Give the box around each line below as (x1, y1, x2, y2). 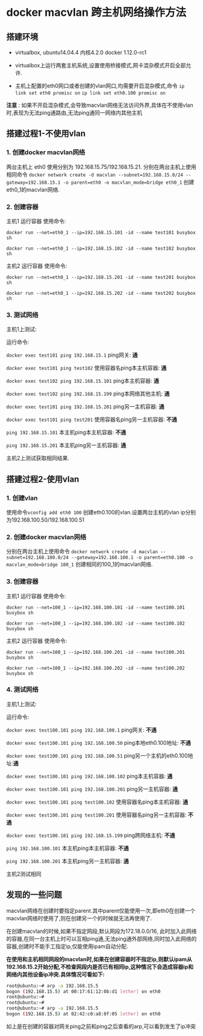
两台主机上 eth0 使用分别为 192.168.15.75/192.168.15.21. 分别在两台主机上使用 (6, 163, 196, 170)
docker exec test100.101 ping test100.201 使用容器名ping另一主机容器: (6, 811, 187, 818)
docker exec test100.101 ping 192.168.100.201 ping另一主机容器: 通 (6, 785, 178, 792)
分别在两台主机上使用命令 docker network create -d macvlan (6, 548, 158, 555)
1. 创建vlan (6, 494, 38, 502)
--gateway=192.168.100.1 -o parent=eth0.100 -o (71, 554, 193, 561)
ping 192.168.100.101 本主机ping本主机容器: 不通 (6, 844, 129, 852)
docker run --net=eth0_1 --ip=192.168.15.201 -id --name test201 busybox (6, 274, 196, 280)
